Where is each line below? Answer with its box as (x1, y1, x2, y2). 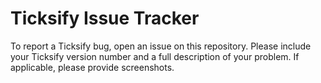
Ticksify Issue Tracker (10, 7, 200, 30)
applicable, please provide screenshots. (10, 61, 175, 73)
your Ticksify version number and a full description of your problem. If (10, 50, 300, 62)
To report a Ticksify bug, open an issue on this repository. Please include (10, 40, 312, 52)
